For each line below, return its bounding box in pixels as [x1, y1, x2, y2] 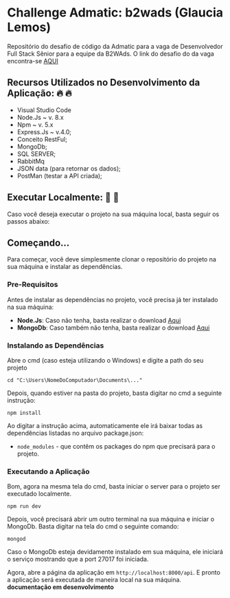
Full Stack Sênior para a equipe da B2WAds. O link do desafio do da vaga [7, 50, 214, 58]
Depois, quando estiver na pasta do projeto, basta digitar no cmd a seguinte [7, 389, 222, 397]
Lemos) [7, 19, 51, 35]
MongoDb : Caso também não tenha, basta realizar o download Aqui [16, 323, 210, 332]
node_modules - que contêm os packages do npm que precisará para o [16, 442, 216, 450]
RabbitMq [16, 157, 45, 165]
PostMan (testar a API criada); [16, 171, 103, 180]
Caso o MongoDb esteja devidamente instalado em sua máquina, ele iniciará [7, 548, 223, 556]
